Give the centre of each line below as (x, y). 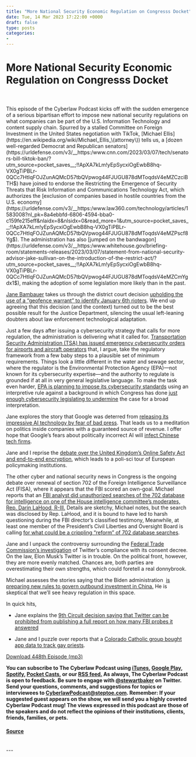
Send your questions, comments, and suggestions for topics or (84, 686)
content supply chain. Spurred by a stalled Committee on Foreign (84, 127)
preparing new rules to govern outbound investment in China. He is (87, 586)
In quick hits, (21, 604)
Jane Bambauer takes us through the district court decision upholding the (95, 294)
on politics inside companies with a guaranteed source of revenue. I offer (94, 429)
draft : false (22, 22)
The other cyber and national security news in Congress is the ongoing (91, 476)
